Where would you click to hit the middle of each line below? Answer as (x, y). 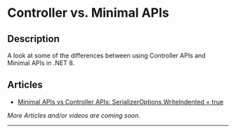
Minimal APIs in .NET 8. (41, 63)
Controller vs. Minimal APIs (88, 13)
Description (33, 39)
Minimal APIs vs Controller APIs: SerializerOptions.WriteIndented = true (120, 101)
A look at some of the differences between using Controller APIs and (106, 55)
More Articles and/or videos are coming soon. (74, 115)
